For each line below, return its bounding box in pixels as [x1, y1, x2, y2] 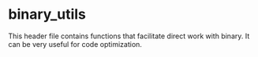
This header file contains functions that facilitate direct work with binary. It [8, 31, 250, 41]
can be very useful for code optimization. [8, 39, 142, 48]
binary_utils [8, 5, 87, 23]
